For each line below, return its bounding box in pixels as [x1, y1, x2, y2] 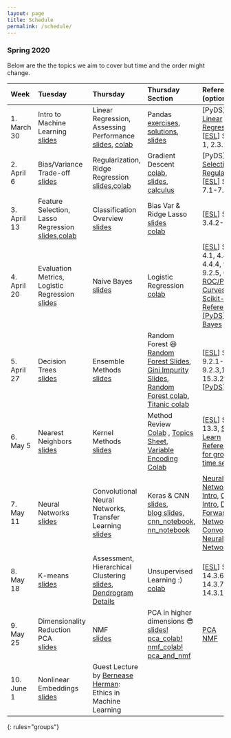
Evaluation [37, 263, 72, 273]
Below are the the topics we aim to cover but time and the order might [7, 61, 205, 70]
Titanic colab [147, 399, 190, 409]
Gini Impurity [147, 365, 189, 375]
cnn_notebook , [147, 516, 196, 526]
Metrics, [37, 272, 65, 282]
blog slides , [147, 507, 184, 517]
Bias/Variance [37, 159, 83, 169]
